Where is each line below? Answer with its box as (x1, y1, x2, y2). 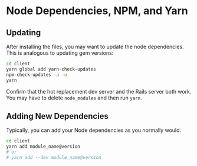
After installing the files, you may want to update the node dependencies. (6, 43, 184, 50)
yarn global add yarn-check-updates (6, 66, 96, 72)
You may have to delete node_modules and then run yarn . (6, 94, 143, 101)
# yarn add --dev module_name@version (6, 154, 101, 160)
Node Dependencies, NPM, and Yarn (6, 4, 189, 18)
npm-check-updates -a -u (6, 72, 67, 78)
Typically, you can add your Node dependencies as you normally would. (6, 127, 182, 134)
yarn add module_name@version (6, 144, 81, 150)
